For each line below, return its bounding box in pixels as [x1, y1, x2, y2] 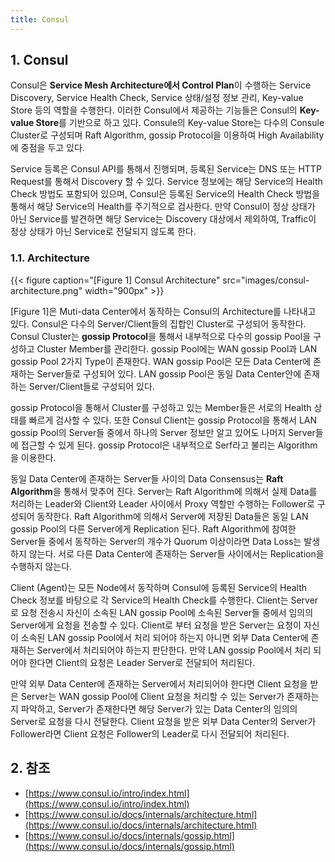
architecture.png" [10, 284, 83, 296]
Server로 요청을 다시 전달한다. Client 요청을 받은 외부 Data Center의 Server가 [10, 715, 317, 727]
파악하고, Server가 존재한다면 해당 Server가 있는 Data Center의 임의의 [20, 702, 298, 715]
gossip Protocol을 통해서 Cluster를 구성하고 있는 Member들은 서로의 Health [10, 401, 312, 413]
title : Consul [10, 14, 70, 25]
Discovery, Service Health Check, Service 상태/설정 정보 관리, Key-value [10, 92, 304, 104]
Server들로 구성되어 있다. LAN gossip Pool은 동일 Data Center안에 [36, 367, 302, 380]
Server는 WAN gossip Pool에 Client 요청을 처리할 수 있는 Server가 [20, 690, 285, 702]
